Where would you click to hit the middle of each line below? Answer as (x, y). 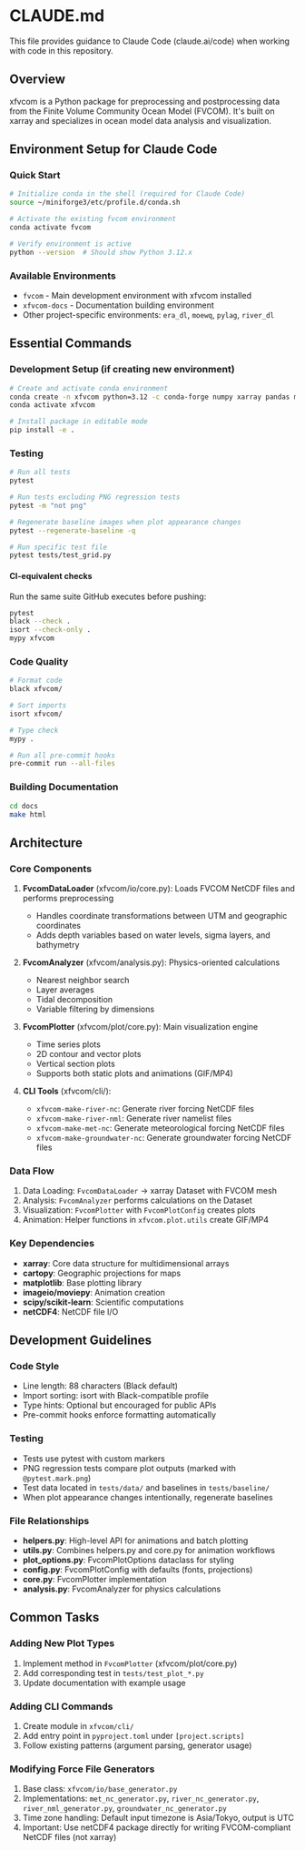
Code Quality (39, 661)
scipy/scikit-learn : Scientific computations (103, 1302)
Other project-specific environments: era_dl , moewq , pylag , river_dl (148, 314)
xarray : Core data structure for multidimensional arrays (126, 1263)
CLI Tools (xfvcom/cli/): (67, 1091)
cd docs (24, 806)
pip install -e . (42, 430)
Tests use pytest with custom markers (93, 1459)
